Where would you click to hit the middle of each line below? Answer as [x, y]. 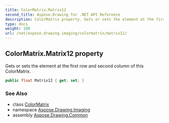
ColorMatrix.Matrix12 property [54, 54]
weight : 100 [18, 29]
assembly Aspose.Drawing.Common [50, 115]
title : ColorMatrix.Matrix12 [36, 10]
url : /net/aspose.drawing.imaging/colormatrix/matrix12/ [66, 33]
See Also [16, 93]
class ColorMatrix [31, 104]
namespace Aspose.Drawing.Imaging [51, 109]
